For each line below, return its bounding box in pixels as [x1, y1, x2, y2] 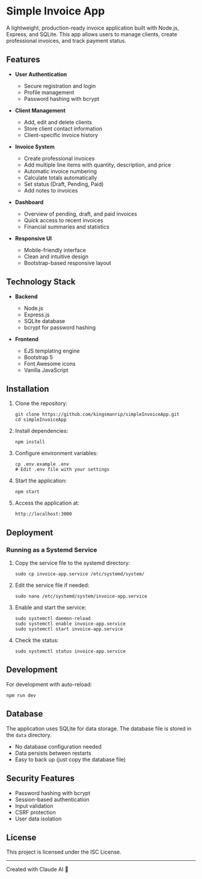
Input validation [14, 802, 54, 810]
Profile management [23, 89, 75, 96]
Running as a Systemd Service [6, 545, 97, 554]
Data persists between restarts [14, 749, 91, 756]
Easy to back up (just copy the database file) [14, 756, 126, 763]
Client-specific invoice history [23, 131, 98, 138]
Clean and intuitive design [23, 252, 89, 260]
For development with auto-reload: [6, 680, 92, 688]
